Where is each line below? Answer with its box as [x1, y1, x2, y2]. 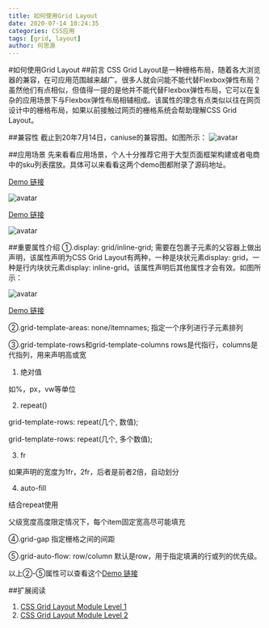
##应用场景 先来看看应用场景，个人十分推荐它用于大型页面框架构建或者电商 [8, 150, 260, 160]
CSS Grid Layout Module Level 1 [19, 602, 128, 612]
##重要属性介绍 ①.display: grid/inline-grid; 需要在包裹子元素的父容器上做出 [8, 243, 262, 253]
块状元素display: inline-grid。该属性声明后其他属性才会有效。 [36, 263, 241, 273]
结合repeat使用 [8, 500, 59, 509]
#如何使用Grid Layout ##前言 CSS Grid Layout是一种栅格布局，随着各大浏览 [8, 65, 261, 75]
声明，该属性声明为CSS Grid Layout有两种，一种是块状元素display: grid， [8, 253, 253, 262]
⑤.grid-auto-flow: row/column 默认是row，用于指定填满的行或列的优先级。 [8, 551, 262, 561]
